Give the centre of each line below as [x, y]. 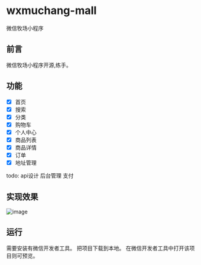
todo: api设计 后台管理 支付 [40, 176]
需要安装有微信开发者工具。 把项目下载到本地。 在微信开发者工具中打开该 [98, 248]
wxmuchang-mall [51, 11]
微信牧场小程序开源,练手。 [39, 65]
